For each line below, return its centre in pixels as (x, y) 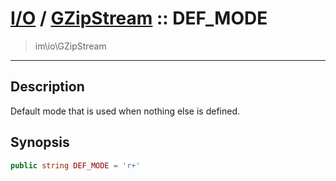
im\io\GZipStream (70, 46)
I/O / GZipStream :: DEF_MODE (139, 18)
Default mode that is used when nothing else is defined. (125, 111)
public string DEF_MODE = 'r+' (75, 165)
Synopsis (40, 142)
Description (47, 87)
